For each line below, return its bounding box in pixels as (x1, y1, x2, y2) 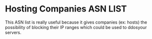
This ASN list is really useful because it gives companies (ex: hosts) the (5, 19, 148, 25)
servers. (5, 29, 22, 35)
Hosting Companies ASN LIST (5, 3, 127, 14)
